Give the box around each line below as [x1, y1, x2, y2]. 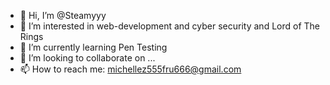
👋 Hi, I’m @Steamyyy [19, 10, 107, 21]
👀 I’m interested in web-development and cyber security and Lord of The [19, 20, 321, 32]
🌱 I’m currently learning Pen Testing [19, 41, 168, 53]
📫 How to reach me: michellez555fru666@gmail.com [19, 63, 242, 75]
